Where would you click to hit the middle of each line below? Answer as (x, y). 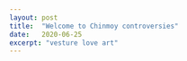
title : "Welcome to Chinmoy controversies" (94, 26)
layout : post (34, 17)
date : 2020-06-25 (46, 34)
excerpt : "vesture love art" (64, 43)
